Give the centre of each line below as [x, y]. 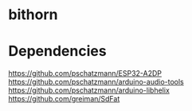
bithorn [33, 15]
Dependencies [57, 52]
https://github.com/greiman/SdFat [64, 99]
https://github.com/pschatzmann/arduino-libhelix [89, 90]
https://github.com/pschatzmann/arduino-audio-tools [96, 82]
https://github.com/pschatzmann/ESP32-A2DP [85, 73]
